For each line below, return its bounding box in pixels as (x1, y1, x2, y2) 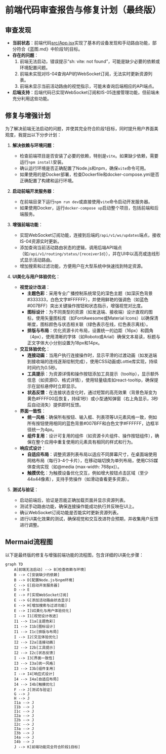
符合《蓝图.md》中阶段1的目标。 (16, 46, 83, 52)
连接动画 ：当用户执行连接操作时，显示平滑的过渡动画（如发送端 (27, 352, 157, 358)
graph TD (5, 562, 23, 567)
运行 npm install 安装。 (19, 159, 66, 165)
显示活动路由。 (24, 257, 55, 263)
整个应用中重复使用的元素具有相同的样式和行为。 (36, 439, 136, 445)
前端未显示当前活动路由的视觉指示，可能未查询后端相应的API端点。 (19, 83, 157, 89)
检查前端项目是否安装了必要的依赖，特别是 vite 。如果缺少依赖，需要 (19, 153, 159, 159)
